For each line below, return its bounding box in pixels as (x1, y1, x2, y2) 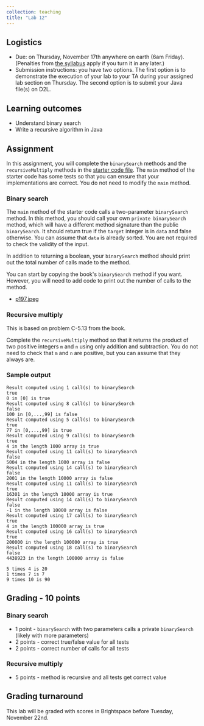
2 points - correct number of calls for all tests (15, 644, 129, 652)
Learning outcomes (6, 103, 82, 113)
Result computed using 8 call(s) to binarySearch (6, 400, 135, 407)
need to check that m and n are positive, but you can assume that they (6, 349, 181, 356)
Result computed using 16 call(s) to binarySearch (6, 528, 138, 535)
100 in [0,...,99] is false (6, 411, 78, 417)
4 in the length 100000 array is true (6, 523, 105, 529)
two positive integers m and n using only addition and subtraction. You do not (6, 342, 199, 350)
